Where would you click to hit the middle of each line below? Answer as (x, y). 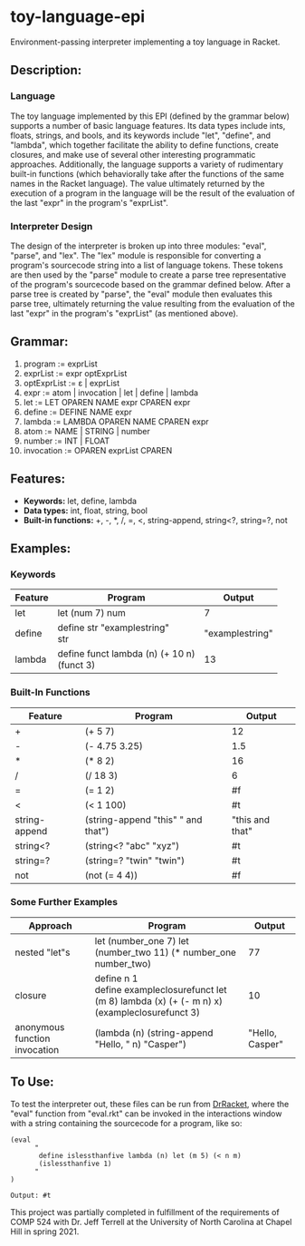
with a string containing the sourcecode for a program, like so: (126, 1123)
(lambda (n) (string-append (154, 1033)
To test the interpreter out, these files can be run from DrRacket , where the (150, 1104)
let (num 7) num (91, 613)
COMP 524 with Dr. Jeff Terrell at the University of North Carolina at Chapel (151, 1222)
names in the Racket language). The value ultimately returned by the (138, 183)
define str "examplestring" (114, 628)
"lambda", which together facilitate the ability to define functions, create (144, 145)
